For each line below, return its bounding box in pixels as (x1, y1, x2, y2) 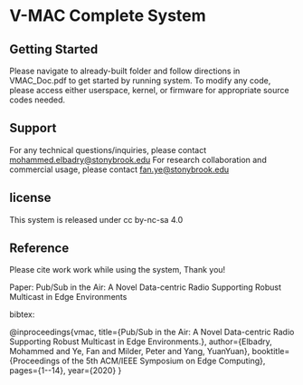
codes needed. (9, 94, 66, 105)
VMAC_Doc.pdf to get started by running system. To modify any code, (9, 75, 271, 86)
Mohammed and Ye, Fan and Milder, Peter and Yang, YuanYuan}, (9, 346, 251, 357)
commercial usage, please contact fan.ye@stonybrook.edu (9, 164, 230, 175)
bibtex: (9, 309, 35, 320)
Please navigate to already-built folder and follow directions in (9, 65, 241, 76)
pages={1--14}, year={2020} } (9, 365, 122, 376)
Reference (9, 241, 70, 256)
